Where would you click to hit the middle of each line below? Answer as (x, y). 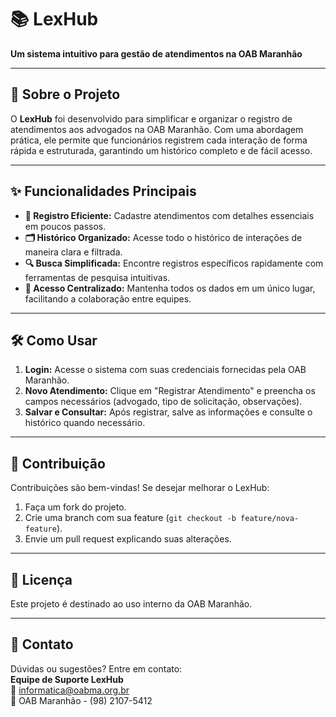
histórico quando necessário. (85, 423)
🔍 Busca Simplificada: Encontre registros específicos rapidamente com (174, 263)
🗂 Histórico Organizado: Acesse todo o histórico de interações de (163, 237)
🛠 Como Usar (54, 340)
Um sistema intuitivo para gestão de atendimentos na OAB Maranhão (156, 53)
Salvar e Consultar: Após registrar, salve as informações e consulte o (168, 412)
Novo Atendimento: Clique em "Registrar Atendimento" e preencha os (170, 391)
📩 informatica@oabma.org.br (70, 690)
